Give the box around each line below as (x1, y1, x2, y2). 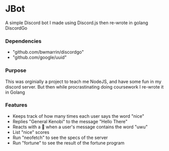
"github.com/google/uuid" (12, 54, 67, 60)
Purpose (5, 67, 27, 74)
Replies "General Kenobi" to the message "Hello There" (12, 118, 128, 124)
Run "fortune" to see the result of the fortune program (12, 139, 125, 146)
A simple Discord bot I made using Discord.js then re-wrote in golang (5, 20, 148, 26)
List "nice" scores (12, 129, 49, 135)
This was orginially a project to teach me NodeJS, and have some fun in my (5, 79, 162, 85)
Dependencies (5, 37, 42, 44)
